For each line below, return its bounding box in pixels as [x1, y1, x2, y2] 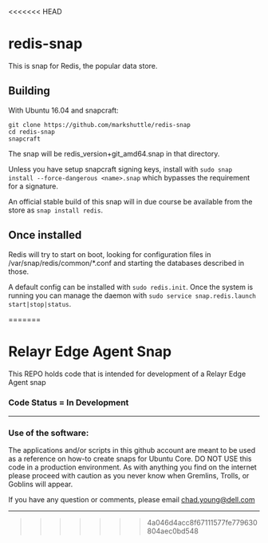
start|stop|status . [8, 299, 72, 308]
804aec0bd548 [147, 526, 199, 536]
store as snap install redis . [8, 205, 104, 215]
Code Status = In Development [8, 397, 129, 408]
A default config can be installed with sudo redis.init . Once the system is [8, 282, 254, 291]
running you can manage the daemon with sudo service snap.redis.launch [8, 291, 257, 300]
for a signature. [8, 181, 58, 191]
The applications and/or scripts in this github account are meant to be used [8, 446, 256, 455]
